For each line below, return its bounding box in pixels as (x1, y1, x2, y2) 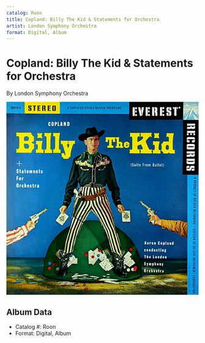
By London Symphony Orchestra (6, 89, 88, 97)
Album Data (6, 307, 52, 317)
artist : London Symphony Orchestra (6, 23, 97, 29)
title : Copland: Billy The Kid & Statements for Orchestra (6, 16, 160, 23)
